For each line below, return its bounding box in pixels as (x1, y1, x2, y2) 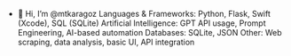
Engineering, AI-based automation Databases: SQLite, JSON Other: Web (17, 28, 282, 37)
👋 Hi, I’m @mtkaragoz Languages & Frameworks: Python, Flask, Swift (17, 9, 271, 19)
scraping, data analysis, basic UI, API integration (17, 36, 195, 47)
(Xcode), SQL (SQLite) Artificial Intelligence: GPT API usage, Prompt (17, 18, 266, 28)
